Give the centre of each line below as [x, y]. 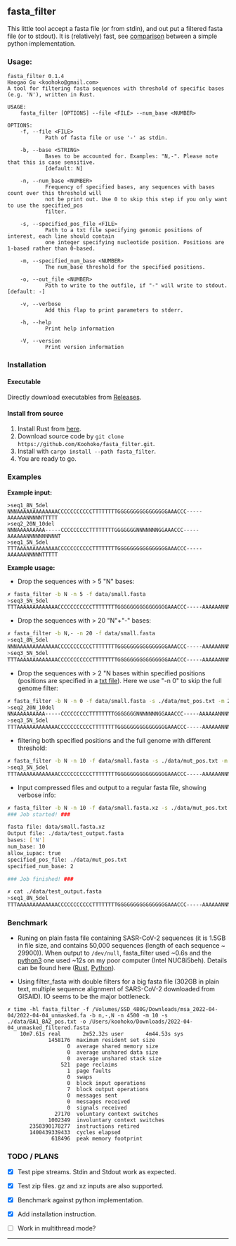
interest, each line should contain [61, 236]
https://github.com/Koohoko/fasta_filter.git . [86, 444]
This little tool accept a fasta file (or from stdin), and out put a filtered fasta [115, 28]
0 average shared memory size [113, 1047]
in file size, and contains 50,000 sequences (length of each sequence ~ [122, 946]
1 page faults [89, 1071]
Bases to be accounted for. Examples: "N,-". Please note [131, 157]
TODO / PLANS [33, 1157]
